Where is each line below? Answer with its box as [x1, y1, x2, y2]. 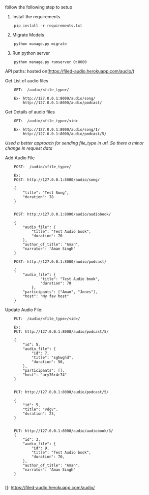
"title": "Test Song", [23, 190, 69, 195]
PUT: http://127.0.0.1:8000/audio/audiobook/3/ [14, 428, 113, 433]
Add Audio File [5, 155, 35, 161]
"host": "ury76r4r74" [23, 372, 67, 377]
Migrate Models [12, 32, 44, 37]
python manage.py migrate [14, 41, 67, 46]
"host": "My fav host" [23, 294, 69, 299]
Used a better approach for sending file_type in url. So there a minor [5, 140, 144, 146]
